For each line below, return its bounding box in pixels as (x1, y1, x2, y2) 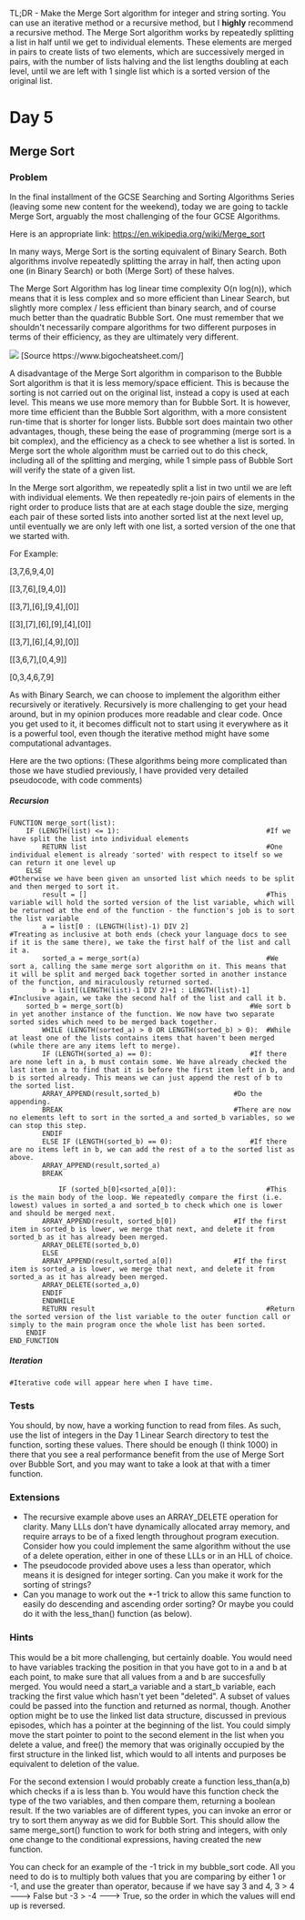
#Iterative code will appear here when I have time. (9, 1378, 214, 1387)
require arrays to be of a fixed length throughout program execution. (22, 1531, 280, 1542)
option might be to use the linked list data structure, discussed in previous (9, 1710, 287, 1721)
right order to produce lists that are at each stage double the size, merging (9, 501, 289, 513)
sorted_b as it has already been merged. (9, 1233, 169, 1242)
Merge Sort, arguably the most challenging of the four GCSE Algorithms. (9, 210, 280, 221)
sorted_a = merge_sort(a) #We (42, 953, 280, 963)
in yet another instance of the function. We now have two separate (9, 1010, 275, 1019)
